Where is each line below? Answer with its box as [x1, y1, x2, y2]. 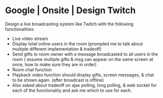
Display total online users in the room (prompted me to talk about [12, 40, 143, 46]
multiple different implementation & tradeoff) [12, 46, 102, 52]
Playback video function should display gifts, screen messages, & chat [12, 72, 154, 78]
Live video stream [12, 36, 48, 41]
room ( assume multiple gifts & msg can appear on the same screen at [12, 56, 154, 62]
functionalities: [5, 26, 35, 32]
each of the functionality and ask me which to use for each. [12, 87, 132, 93]
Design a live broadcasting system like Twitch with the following [5, 21, 134, 27]
